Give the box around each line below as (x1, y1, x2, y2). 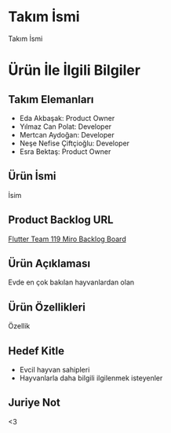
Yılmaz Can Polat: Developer (19, 122, 112, 131)
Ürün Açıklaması (8, 256, 91, 270)
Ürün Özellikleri (8, 300, 86, 314)
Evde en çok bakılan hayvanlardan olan (8, 277, 135, 287)
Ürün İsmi (8, 170, 56, 183)
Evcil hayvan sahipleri (19, 365, 90, 374)
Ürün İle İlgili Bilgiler (8, 61, 141, 79)
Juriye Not (8, 396, 61, 409)
